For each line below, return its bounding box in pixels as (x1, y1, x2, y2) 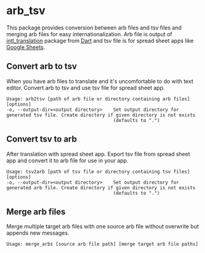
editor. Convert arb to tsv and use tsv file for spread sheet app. (6, 84, 165, 91)
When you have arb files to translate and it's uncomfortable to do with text (6, 77, 194, 85)
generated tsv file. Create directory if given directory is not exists (6, 111, 196, 118)
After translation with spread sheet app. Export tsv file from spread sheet (6, 150, 190, 157)
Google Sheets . (6, 43, 45, 51)
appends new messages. (6, 229, 70, 236)
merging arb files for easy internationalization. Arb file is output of (6, 30, 173, 37)
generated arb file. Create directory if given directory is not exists (6, 184, 196, 191)
